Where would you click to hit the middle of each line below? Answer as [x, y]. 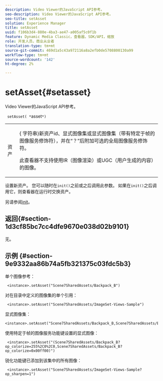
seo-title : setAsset [26, 19]
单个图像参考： [20, 276]
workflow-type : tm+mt [27, 55]
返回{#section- [28, 219]
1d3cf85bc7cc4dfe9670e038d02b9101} [67, 227]
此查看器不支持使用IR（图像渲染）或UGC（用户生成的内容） [86, 160]
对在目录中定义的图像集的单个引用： [41, 295]
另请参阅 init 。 [19, 202]
